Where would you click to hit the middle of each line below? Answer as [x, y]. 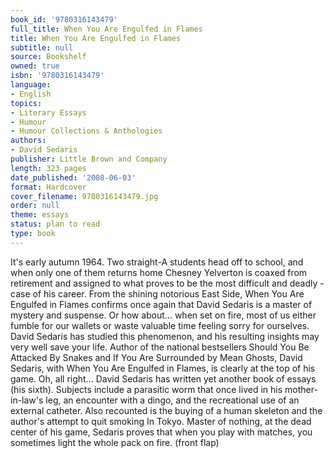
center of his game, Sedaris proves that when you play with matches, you [161, 432]
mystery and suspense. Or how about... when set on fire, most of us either [163, 315]
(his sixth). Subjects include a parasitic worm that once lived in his [146, 389]
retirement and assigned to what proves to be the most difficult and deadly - [167, 283]
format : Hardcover [48, 187]
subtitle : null [42, 47]
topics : [26, 103]
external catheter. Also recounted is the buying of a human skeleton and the [166, 410]
